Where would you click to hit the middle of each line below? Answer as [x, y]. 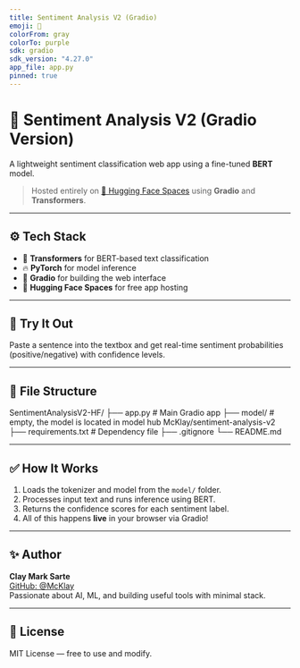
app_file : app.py [42, 68]
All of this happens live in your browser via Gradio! [115, 518]
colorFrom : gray [39, 34]
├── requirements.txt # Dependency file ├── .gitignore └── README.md [146, 432]
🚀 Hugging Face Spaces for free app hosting [105, 287]
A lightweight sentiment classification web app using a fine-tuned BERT [141, 164]
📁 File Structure [53, 391]
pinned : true [33, 76]
